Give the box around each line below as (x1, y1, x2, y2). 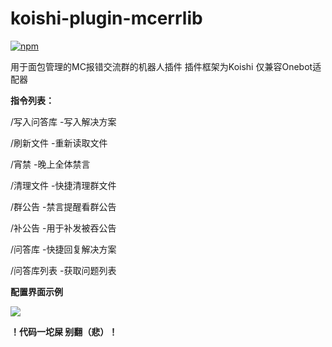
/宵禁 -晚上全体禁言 (10, 158, 91, 170)
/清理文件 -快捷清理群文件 (10, 179, 117, 191)
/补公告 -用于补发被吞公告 (10, 222, 117, 234)
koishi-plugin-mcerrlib (10, 7, 203, 30)
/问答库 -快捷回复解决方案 (10, 243, 117, 255)
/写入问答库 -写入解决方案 (10, 115, 117, 127)
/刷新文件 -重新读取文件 (10, 137, 108, 149)
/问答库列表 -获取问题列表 (10, 264, 117, 276)
